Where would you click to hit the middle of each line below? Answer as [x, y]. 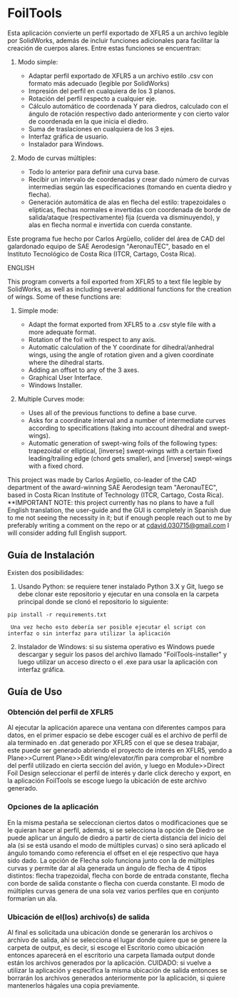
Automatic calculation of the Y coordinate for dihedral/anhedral [121, 347]
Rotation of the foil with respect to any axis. [92, 339]
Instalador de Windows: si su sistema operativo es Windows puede [116, 646]
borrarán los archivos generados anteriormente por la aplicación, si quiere [117, 978]
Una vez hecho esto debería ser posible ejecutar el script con [108, 627]
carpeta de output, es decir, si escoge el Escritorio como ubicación [106, 948]
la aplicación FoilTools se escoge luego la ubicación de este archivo [107, 781]
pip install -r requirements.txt [57, 615]
